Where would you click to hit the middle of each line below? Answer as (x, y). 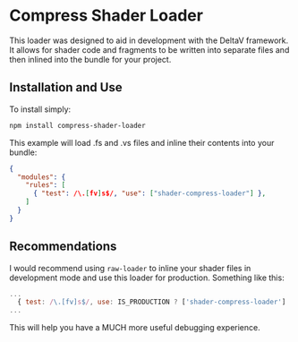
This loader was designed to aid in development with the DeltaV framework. (149, 40)
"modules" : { (42, 177)
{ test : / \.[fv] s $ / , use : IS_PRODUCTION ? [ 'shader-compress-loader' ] (152, 302)
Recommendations (63, 247)
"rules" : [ (46, 185)
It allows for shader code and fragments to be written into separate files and (149, 49)
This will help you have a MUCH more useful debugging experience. (135, 328)
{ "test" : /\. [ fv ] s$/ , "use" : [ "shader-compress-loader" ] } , (149, 193)
